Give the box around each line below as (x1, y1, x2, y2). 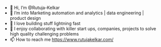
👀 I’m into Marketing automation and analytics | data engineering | (9, 10, 144, 16)
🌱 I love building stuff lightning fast (9, 20, 80, 26)
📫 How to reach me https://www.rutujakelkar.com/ (9, 37, 114, 42)
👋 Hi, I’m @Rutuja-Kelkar (9, 5, 60, 10)
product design (9, 15, 41, 21)
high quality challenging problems (9, 31, 79, 37)
